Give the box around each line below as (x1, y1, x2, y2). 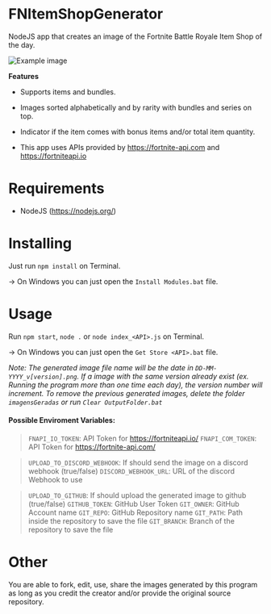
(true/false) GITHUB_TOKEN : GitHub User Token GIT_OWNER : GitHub (27, 499, 240, 508)
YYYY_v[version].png (8, 373, 78, 381)
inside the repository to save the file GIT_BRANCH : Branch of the (27, 516, 236, 525)
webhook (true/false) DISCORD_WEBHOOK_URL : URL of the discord (27, 466, 236, 476)
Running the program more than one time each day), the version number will (8, 380, 263, 390)
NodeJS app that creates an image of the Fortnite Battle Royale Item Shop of (8, 31, 263, 41)
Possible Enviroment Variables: (8, 416, 115, 425)
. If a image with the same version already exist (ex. (77, 371, 249, 381)
